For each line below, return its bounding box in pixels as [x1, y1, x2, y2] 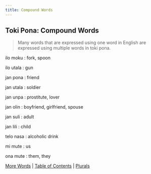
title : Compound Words [5, 7, 53, 13]
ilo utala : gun [5, 64, 34, 71]
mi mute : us [5, 143, 31, 150]
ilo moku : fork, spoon [5, 55, 51, 61]
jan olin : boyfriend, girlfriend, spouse [5, 104, 83, 110]
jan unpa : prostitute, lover [5, 94, 60, 100]
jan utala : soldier [5, 84, 41, 90]
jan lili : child [5, 124, 31, 130]
